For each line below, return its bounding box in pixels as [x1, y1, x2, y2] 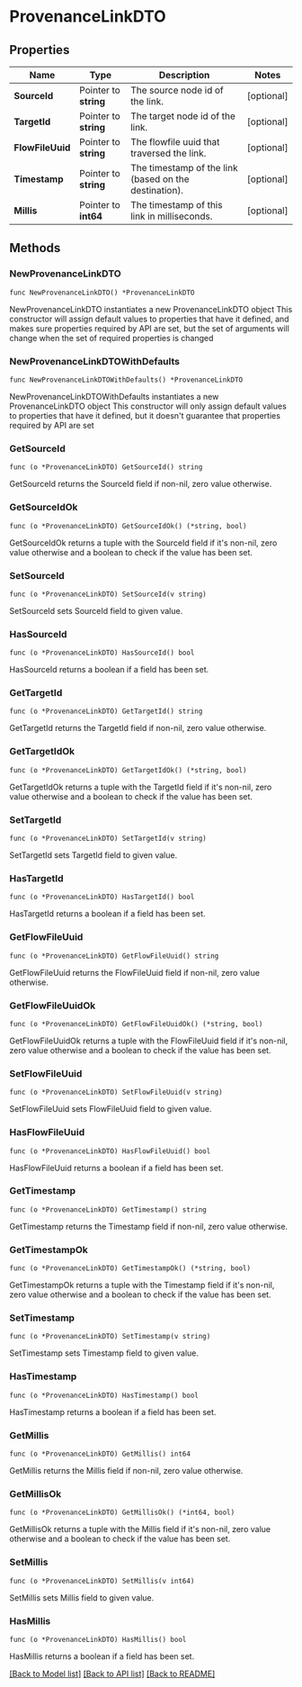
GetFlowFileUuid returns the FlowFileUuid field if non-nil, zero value [9, 967, 261, 978]
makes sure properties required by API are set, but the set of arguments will [9, 322, 289, 334]
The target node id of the [129, 110, 236, 122]
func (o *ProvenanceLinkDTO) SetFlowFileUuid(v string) [9, 1087, 223, 1097]
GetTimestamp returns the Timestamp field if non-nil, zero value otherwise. [9, 1221, 289, 1231]
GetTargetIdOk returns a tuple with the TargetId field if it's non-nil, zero [9, 781, 272, 792]
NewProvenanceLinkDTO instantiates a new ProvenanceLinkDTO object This [9, 303, 293, 314]
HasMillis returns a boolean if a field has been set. [9, 1650, 195, 1662]
